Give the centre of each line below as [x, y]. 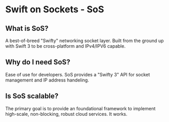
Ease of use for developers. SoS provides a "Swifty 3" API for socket [78, 74]
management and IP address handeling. [47, 80]
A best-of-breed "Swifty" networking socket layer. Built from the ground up [84, 40]
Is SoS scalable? [32, 96]
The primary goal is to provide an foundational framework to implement [80, 108]
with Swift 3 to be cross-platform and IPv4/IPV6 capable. [66, 46]
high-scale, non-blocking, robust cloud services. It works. [66, 114]
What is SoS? [27, 28]
